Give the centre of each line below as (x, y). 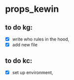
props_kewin (32, 9)
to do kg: (19, 27)
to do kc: (19, 60)
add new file (25, 45)
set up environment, (33, 72)
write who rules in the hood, (41, 39)
